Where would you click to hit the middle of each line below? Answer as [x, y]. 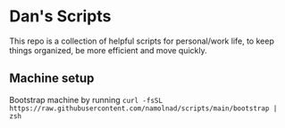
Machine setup [52, 79]
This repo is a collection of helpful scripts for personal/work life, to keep [142, 41]
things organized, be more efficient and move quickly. [108, 50]
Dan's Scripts [60, 16]
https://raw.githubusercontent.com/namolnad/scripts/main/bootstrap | [143, 108]
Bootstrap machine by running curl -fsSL [86, 100]
